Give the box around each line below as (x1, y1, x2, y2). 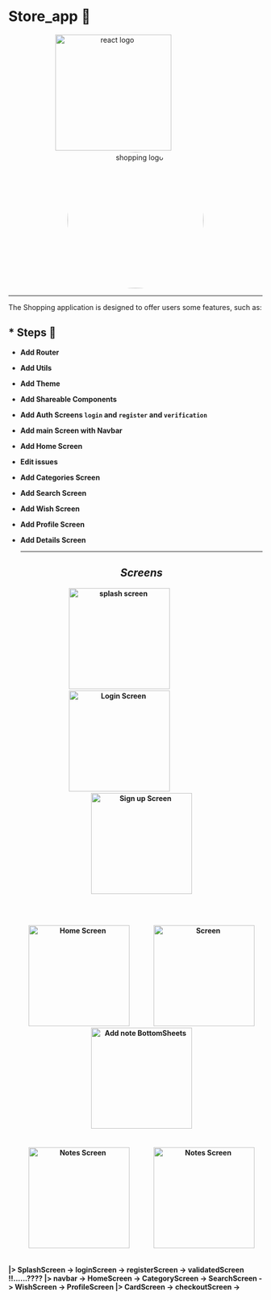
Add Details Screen (19, 535, 86, 544)
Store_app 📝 (8, 7, 91, 26)
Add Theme (19, 379, 60, 388)
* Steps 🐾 (8, 326, 56, 340)
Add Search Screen (19, 488, 87, 497)
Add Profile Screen (19, 519, 85, 529)
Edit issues (19, 456, 58, 467)
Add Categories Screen (19, 472, 101, 482)
